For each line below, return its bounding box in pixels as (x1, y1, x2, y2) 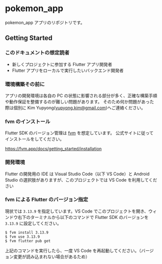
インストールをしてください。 (5, 136, 64, 142)
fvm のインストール (5, 118, 51, 125)
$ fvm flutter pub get (5, 238, 51, 243)
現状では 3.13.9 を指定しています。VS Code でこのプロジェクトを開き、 (5, 208, 148, 214)
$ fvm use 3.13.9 (5, 234, 40, 239)
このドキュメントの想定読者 (5, 49, 70, 56)
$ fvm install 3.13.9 (5, 230, 49, 235)
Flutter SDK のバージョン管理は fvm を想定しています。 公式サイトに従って (5, 130, 154, 136)
